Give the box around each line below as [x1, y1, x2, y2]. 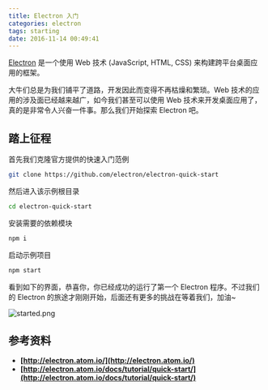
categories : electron [8, 19, 82, 28]
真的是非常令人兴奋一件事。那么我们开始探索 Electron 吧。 [8, 105, 204, 115]
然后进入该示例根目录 [8, 186, 79, 195]
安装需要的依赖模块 [8, 218, 73, 228]
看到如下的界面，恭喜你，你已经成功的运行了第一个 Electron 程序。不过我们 [8, 281, 261, 292]
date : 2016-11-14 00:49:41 [8, 34, 100, 43]
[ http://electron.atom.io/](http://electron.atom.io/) [19, 356, 196, 366]
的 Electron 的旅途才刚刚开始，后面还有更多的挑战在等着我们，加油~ [8, 292, 236, 302]
